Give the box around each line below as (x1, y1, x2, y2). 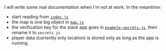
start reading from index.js (11, 14, 68, 19)
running (11, 40, 28, 46)
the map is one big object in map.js (11, 19, 84, 25)
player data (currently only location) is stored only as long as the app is (11, 35, 159, 41)
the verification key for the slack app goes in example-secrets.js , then (11, 24, 157, 30)
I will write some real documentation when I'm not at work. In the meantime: (4, 4, 161, 10)
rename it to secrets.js (11, 30, 60, 35)
